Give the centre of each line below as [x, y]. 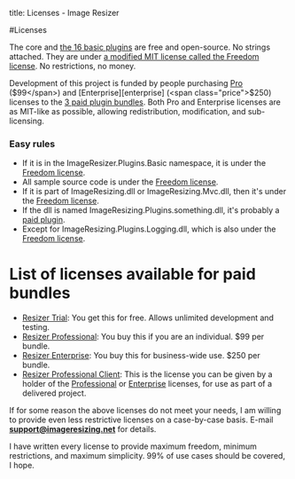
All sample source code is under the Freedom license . [120, 182]
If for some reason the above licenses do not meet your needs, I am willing [145, 411]
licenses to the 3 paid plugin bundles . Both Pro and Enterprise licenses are [145, 102]
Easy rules [32, 144]
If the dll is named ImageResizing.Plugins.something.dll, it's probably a [151, 210]
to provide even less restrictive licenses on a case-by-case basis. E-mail [141, 420]
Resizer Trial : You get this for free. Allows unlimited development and [148, 318]
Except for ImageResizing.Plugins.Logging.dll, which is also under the [149, 229]
